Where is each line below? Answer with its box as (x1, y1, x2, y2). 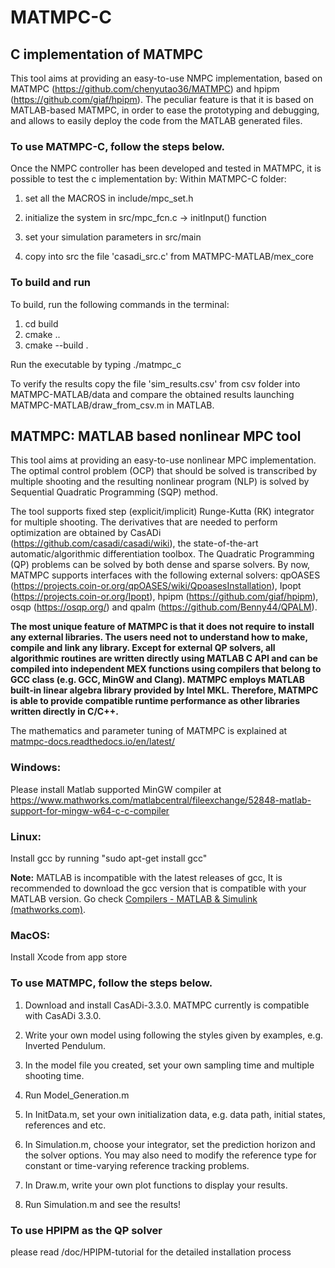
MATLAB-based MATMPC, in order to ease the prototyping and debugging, (10, 104, 320, 116)
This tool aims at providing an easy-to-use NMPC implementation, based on (10, 72, 323, 84)
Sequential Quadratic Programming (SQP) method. (10, 486, 218, 498)
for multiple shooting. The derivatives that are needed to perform (10, 516, 278, 528)
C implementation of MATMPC (10, 46, 204, 63)
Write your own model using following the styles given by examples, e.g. (24, 1029, 324, 1041)
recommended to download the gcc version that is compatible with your (10, 882, 307, 894)
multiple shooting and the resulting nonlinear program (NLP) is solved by (10, 476, 310, 488)
